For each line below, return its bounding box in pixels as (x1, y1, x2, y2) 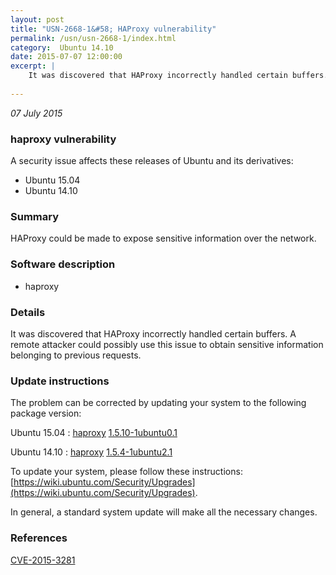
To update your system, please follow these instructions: (10, 466, 243, 478)
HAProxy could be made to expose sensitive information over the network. (10, 232, 317, 245)
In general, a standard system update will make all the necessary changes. (10, 506, 318, 518)
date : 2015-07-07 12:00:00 (10, 52, 123, 62)
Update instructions (10, 374, 110, 388)
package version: (10, 407, 82, 420)
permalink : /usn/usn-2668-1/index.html (10, 33, 177, 43)
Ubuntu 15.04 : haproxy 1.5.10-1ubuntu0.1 (10, 427, 178, 439)
